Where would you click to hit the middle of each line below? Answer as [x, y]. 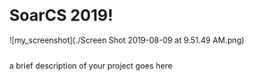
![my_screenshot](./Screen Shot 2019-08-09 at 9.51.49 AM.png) [127, 40]
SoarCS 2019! [61, 16]
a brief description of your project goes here [91, 66]
